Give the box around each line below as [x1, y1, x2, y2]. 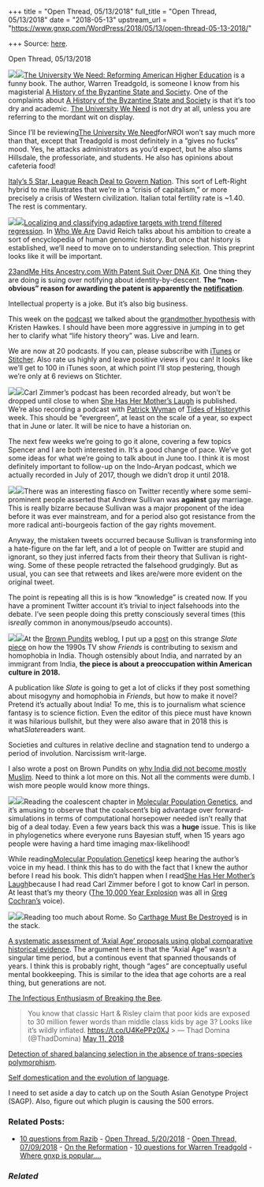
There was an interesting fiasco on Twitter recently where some [24, 486, 231, 496]
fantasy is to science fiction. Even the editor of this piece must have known [8, 708, 252, 717]
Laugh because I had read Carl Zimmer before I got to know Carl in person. [8, 880, 250, 888]
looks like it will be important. [8, 252, 103, 261]
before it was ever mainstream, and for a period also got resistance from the [8, 512, 256, 520]
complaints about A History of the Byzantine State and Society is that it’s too [8, 96, 256, 105]
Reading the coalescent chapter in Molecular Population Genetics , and [24, 797, 253, 806]
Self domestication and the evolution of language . [8, 1073, 170, 1082]
